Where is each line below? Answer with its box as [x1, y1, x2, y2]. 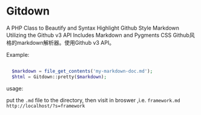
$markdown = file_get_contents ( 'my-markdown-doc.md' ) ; [12, 68, 153, 74]
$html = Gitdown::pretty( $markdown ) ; [12, 74, 107, 80]
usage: [6, 85, 24, 92]
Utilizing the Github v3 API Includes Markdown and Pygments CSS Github [6, 31, 189, 39]
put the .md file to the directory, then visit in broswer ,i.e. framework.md [6, 96, 180, 103]
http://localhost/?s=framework [6, 103, 85, 109]
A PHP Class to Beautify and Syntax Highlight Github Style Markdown [6, 24, 180, 31]
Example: [6, 51, 30, 58]
